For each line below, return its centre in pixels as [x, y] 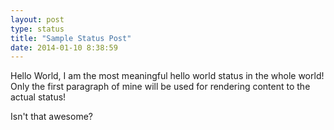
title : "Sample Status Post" [71, 38]
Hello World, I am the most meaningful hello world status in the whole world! [167, 76]
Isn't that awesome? [51, 117]
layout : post [37, 19]
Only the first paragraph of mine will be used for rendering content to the [160, 87]
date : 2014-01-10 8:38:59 [64, 47]
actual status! [38, 97]
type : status [37, 29]
